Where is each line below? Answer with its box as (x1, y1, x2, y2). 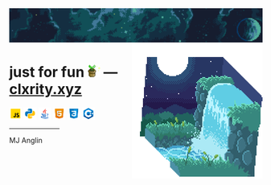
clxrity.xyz (9, 80, 83, 99)
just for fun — (9, 64, 118, 81)
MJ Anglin (9, 136, 43, 146)
